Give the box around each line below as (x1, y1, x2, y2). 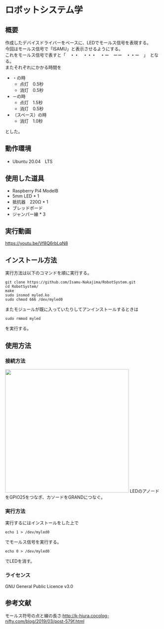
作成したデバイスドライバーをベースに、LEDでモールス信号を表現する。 (5, 40, 152, 45)
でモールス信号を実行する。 (5, 539, 62, 545)
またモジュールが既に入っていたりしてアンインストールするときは (5, 307, 139, 313)
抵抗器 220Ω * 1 (12, 198, 48, 205)
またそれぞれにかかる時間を (5, 65, 62, 70)
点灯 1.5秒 (19, 100, 43, 105)
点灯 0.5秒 (19, 81, 44, 87)
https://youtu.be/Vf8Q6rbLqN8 (5, 240, 68, 246)
